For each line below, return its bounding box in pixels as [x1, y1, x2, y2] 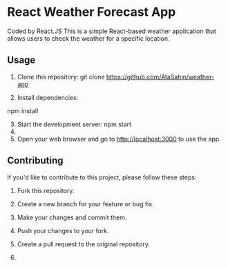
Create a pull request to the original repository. [17, 239, 151, 248]
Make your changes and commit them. [17, 213, 127, 221]
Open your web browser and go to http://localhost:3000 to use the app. [17, 135, 221, 143]
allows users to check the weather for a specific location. [7, 34, 171, 42]
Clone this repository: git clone [17, 72, 105, 81]
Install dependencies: [17, 93, 79, 101]
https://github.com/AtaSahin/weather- [106, 72, 215, 81]
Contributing [7, 155, 64, 166]
